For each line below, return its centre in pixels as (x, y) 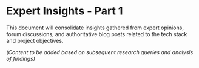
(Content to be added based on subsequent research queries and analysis (100, 52)
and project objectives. (35, 40)
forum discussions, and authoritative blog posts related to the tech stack (97, 34)
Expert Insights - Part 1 (65, 11)
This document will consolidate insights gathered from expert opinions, (95, 28)
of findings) (21, 58)
